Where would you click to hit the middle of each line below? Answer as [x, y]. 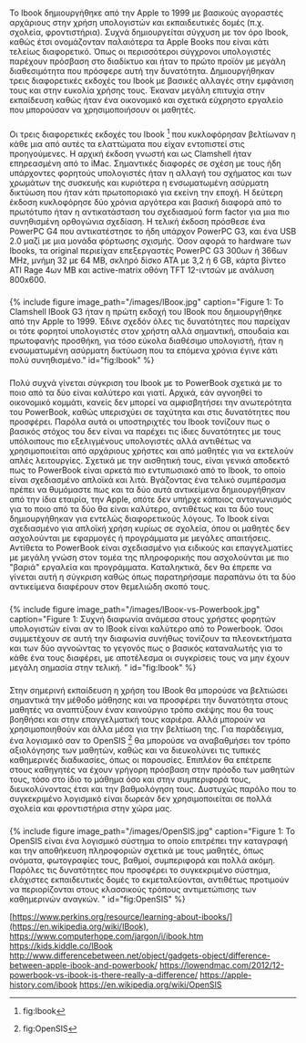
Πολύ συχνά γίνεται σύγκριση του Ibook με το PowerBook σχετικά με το [146, 383]
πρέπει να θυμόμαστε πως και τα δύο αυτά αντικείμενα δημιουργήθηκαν [148, 490]
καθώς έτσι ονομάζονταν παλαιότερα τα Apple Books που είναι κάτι [139, 42]
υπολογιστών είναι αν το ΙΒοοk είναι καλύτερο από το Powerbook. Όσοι [147, 629]
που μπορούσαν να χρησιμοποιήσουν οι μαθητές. [103, 110]
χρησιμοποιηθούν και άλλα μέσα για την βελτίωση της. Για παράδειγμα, [147, 729]
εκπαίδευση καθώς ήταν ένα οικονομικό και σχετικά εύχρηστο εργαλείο [147, 99]
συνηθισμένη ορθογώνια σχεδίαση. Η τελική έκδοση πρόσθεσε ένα [138, 221]
